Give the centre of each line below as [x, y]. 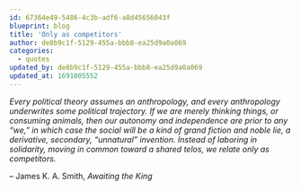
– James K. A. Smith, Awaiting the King [81, 176]
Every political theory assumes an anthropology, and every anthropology [145, 101]
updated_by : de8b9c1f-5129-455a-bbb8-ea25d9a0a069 [106, 68]
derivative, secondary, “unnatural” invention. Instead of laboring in [133, 139]
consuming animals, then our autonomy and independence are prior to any [149, 120]
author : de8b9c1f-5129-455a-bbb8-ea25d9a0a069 [98, 43]
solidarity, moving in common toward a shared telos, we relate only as [139, 149]
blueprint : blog [40, 26]
